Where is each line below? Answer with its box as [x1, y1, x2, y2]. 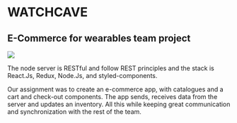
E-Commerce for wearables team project [7, 32, 191, 44]
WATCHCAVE [7, 4, 88, 20]
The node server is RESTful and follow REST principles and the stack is [7, 64, 214, 72]
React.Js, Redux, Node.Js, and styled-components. [7, 72, 158, 79]
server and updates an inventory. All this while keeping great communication [7, 100, 231, 108]
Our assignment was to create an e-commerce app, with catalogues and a [7, 85, 224, 93]
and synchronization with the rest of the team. [7, 108, 141, 116]
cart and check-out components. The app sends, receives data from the [7, 93, 218, 101]
